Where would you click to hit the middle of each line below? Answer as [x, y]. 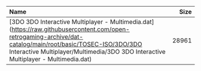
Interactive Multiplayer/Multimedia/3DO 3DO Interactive [87, 52]
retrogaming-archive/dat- [46, 37]
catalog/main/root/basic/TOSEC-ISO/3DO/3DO [76, 44]
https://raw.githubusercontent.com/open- [71, 29]
